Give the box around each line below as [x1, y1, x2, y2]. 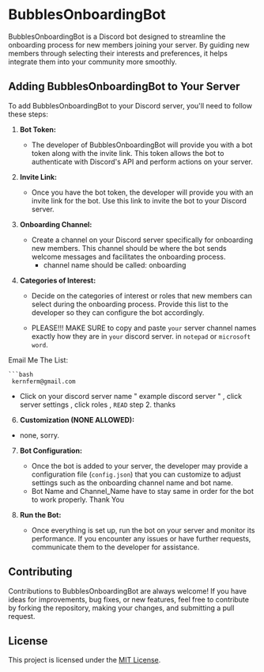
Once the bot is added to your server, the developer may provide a [31, 461, 249, 470]
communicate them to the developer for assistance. [31, 542, 200, 552]
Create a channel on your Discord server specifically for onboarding [31, 235, 254, 245]
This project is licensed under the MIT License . [8, 655, 161, 665]
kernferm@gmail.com [11, 378, 77, 385]
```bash [8, 370, 34, 378]
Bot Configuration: [19, 446, 83, 455]
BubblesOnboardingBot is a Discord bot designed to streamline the [8, 32, 226, 41]
